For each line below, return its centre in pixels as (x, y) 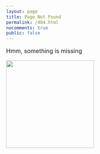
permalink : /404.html (32, 22)
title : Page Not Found (34, 17)
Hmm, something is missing (44, 51)
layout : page (22, 11)
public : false (23, 33)
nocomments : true (27, 28)
